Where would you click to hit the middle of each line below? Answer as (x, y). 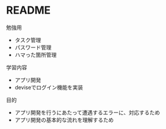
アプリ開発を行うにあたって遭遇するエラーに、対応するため (87, 112)
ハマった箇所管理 (36, 54)
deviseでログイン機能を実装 (49, 87)
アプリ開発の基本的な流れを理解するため (64, 120)
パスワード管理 (33, 47)
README (28, 10)
